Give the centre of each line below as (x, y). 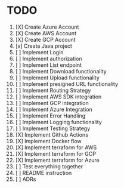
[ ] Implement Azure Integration (54, 109)
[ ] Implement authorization (49, 58)
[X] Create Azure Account (47, 27)
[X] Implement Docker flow (49, 141)
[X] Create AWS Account (46, 33)
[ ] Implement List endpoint (49, 65)
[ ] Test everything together (49, 166)
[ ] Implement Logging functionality (58, 122)
